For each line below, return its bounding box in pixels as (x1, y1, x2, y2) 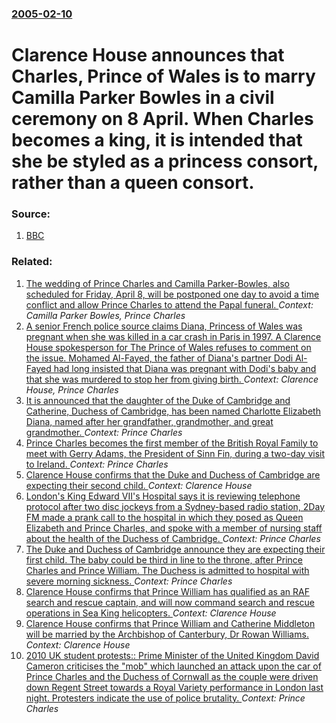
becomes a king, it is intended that (11, 129, 303, 152)
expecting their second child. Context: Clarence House (25, 479, 253, 491)
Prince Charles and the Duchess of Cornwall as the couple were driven (25, 670, 319, 682)
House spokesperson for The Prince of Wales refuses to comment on (25, 341, 312, 353)
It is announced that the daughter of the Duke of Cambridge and (25, 394, 291, 406)
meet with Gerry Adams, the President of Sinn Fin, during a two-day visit (25, 447, 326, 459)
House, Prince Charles (25, 383, 119, 396)
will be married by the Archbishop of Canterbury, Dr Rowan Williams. (25, 628, 309, 640)
